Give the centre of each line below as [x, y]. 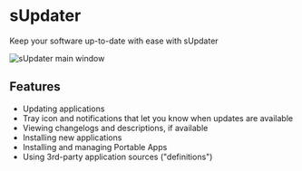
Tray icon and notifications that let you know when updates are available [157, 118]
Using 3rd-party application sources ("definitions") [117, 157]
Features [35, 87]
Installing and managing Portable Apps [95, 147]
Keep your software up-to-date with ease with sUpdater [114, 41]
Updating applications [63, 109]
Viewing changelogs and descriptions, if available [115, 128]
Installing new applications [72, 138]
